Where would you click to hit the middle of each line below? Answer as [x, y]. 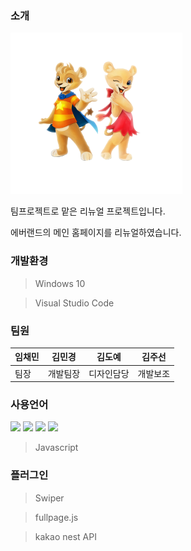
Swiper [49, 498]
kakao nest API [65, 536]
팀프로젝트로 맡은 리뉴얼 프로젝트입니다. [88, 211]
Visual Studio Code [74, 303]
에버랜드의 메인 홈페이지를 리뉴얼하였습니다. [96, 233]
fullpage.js [56, 517]
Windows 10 [60, 283]
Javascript [56, 448]
